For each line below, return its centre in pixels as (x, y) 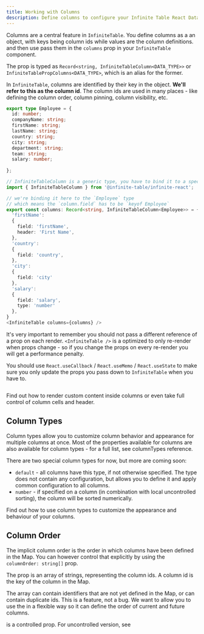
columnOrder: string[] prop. (42, 563)
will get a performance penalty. (45, 354)
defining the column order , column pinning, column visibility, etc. (87, 97)
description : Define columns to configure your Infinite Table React (96, 18)
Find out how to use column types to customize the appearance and (92, 510)
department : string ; (38, 148)
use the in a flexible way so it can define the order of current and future (96, 606)
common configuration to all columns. (63, 485)
